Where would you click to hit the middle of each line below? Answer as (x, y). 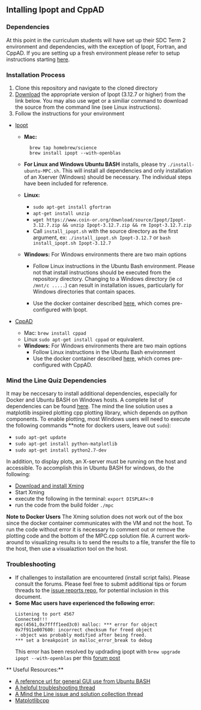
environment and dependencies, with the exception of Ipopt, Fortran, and (97, 46)
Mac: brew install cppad (55, 332)
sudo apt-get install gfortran (72, 207)
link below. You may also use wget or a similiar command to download (101, 100)
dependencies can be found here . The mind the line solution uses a (89, 406)
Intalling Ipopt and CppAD (55, 10)
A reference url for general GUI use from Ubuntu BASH (82, 681)
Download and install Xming (49, 486)
